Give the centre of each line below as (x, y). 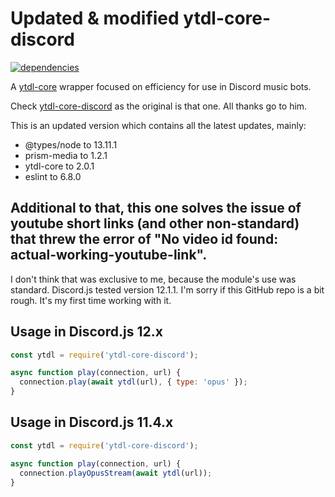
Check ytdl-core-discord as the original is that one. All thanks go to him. (159, 106)
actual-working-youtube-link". (109, 255)
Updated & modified (95, 18)
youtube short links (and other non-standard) (155, 223)
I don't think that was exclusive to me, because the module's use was (153, 279)
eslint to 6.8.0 (53, 176)
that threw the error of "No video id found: (144, 239)
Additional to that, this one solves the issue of (156, 208)
